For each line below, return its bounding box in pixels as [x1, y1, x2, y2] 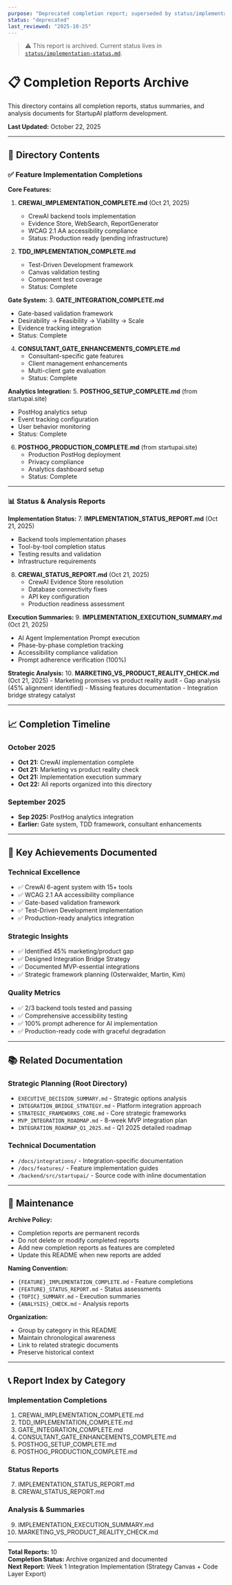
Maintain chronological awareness [17, 1334, 116, 1342]
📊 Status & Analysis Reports [8, 496, 106, 506]
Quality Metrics [8, 988, 61, 998]
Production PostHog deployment [28, 450, 121, 459]
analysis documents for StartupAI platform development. [8, 109, 168, 118]
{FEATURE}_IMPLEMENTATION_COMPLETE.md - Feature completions [17, 1278, 193, 1286]
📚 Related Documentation [8, 1054, 123, 1066]
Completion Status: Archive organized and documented [8, 1555, 168, 1563]
